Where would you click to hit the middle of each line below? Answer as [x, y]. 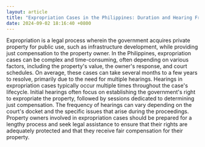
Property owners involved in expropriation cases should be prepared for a [99, 118]
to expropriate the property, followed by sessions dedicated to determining [100, 98]
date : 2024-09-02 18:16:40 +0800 [49, 23]
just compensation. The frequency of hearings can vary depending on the [99, 105]
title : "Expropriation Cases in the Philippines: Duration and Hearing [99, 18]
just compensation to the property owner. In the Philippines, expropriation [99, 53]
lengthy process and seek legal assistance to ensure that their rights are [97, 125]
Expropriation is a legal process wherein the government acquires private [98, 41]
